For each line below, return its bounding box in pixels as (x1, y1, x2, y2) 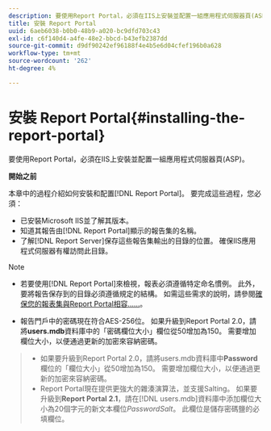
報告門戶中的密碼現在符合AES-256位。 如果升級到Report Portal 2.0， (19, 316, 250, 325)
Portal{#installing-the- (90, 108, 246, 127)
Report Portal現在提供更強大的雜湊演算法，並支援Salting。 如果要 (40, 383, 258, 393)
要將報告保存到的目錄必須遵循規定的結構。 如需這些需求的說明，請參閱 (19, 288, 256, 299)
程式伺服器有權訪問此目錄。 (19, 245, 113, 255)
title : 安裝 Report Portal (8, 19, 97, 27)
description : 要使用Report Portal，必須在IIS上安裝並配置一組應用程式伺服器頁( (8, 11, 256, 20)
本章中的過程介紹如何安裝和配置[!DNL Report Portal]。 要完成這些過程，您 (8, 188, 255, 198)
